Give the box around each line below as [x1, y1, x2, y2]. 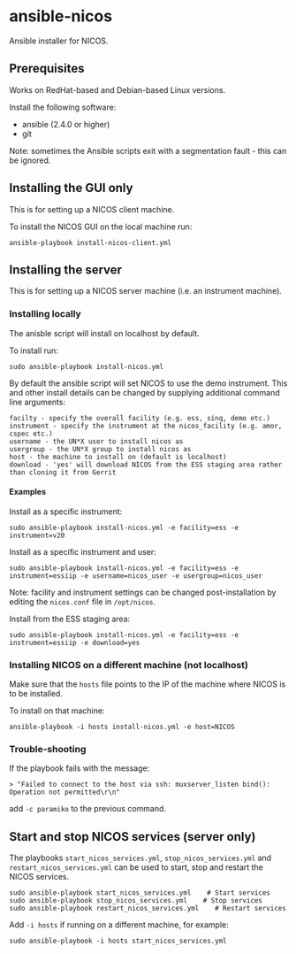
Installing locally [9, 308, 81, 320]
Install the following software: [9, 102, 117, 112]
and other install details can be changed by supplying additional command [9, 387, 280, 397]
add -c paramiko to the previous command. [9, 804, 166, 814]
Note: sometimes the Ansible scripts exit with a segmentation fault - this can [9, 145, 287, 156]
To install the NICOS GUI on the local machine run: [9, 221, 193, 232]
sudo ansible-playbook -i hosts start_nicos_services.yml [9, 936, 227, 946]
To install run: [9, 345, 59, 356]
